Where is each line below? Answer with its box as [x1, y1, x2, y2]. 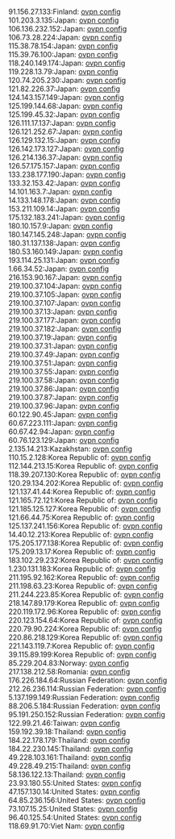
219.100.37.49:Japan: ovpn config [8, 350, 119, 359]
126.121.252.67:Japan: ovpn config [8, 127, 123, 136]
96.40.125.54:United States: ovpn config [8, 812, 142, 822]
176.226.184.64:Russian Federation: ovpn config [8, 675, 168, 685]
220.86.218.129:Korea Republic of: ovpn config [8, 632, 164, 642]
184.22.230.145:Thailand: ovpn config [8, 744, 133, 753]
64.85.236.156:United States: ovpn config [8, 795, 146, 805]
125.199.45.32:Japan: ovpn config [8, 110, 120, 119]
